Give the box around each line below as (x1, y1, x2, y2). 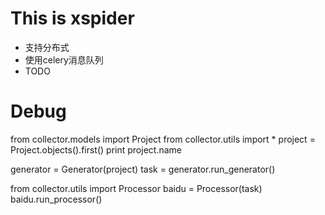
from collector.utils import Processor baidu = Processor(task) (10, 182, 263, 194)
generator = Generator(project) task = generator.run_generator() (10, 163, 276, 175)
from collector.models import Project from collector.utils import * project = (10, 133, 316, 145)
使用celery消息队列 (24, 53, 104, 66)
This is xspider (10, 7, 135, 30)
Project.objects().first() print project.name (10, 143, 182, 156)
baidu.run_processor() (10, 193, 103, 205)
